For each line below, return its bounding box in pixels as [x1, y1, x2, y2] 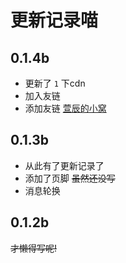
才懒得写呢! [10, 242, 58, 254]
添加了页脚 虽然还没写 [24, 172, 116, 184]
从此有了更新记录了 [24, 159, 105, 171]
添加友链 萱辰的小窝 [24, 102, 107, 114]
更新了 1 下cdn [24, 77, 86, 89]
